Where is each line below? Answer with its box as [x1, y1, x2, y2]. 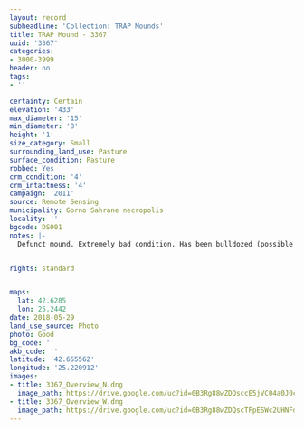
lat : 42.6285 [17, 296, 67, 305]
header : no [9, 64, 51, 73]
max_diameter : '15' [9, 114, 83, 123]
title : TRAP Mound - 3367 [9, 30, 107, 39]
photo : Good [9, 330, 54, 339]
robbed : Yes [9, 163, 54, 173]
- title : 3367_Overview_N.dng [9, 380, 124, 389]
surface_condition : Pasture [9, 155, 116, 164]
